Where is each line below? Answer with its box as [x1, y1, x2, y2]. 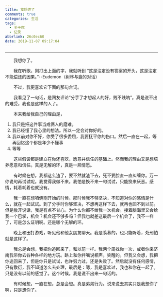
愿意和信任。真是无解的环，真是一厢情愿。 [9, 162, 95, 168]
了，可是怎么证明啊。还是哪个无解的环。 [5, 219, 86, 225]
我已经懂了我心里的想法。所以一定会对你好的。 [12, 127, 106, 133]
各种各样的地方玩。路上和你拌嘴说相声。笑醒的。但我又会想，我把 [26, 252, 158, 258]
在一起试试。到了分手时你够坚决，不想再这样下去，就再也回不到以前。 [17, 201, 158, 207]
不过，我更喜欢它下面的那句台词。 [14, 84, 81, 90]
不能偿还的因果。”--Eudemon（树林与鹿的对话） [5, 74, 100, 79]
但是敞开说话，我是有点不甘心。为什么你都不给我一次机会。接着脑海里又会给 [5, 207, 158, 213]
